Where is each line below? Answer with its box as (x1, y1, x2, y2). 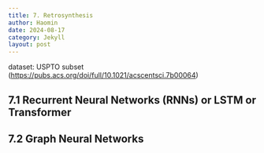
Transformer (8, 105, 72, 118)
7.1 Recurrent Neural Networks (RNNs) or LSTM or (8, 93, 257, 107)
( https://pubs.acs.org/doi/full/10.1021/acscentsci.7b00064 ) (8, 71, 199, 80)
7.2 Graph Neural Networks (8, 132, 144, 145)
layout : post (8, 41, 51, 49)
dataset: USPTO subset (8, 62, 84, 71)
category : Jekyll (8, 33, 65, 42)
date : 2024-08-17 (8, 26, 65, 34)
